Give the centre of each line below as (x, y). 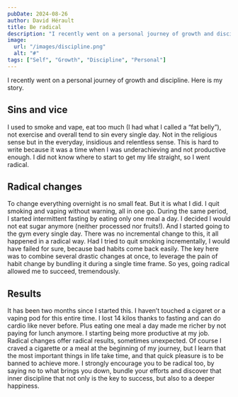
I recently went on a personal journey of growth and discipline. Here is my (115, 80)
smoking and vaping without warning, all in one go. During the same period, (118, 211)
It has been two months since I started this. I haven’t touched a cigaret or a (117, 311)
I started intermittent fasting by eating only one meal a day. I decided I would (119, 219)
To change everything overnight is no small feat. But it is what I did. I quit (113, 204)
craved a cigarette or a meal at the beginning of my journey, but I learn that (117, 348)
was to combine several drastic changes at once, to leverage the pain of (113, 256)
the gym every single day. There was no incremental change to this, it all (113, 234)
